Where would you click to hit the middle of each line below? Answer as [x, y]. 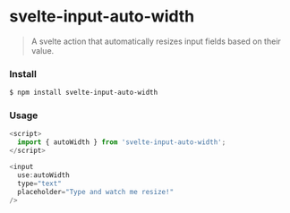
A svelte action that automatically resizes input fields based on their [156, 41]
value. [43, 50]
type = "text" [40, 183]
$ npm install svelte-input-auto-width [84, 93]
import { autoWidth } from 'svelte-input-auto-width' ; [122, 142]
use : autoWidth [43, 175]
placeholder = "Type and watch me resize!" [96, 192]
